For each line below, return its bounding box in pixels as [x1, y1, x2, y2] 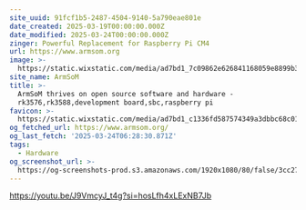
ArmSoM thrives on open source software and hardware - [17, 89, 234, 98]
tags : [9, 140, 30, 149]
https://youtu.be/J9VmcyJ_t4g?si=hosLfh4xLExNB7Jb [9, 190, 212, 201]
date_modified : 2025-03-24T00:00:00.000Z [9, 30, 169, 39]
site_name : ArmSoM [9, 73, 79, 82]
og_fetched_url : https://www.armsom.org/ [9, 124, 169, 133]
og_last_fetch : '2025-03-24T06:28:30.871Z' [9, 132, 178, 141]
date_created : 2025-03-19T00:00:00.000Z [9, 22, 166, 31]
